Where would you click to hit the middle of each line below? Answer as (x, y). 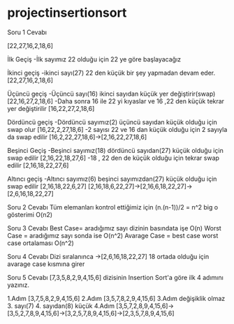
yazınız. (19, 285)
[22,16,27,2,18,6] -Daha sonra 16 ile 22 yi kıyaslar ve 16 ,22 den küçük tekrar (116, 101)
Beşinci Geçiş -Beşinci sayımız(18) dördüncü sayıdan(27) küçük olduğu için (115, 150)
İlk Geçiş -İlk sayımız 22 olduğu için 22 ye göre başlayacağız (94, 59)
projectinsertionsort (67, 13)
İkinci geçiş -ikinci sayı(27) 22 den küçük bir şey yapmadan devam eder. (111, 73)
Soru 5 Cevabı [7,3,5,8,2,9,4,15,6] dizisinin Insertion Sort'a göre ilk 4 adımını (115, 277)
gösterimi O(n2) (30, 214)
